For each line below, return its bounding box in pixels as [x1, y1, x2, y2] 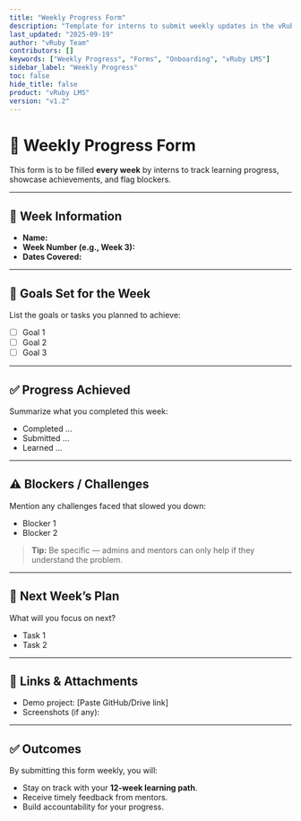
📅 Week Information [9, 208, 123, 224]
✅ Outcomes [9, 741, 82, 756]
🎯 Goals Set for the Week [9, 286, 150, 301]
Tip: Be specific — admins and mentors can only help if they [30, 544, 255, 556]
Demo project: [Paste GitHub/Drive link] [21, 697, 168, 708]
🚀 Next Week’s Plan [9, 589, 120, 604]
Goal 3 [21, 347, 47, 359]
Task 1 [21, 629, 47, 641]
